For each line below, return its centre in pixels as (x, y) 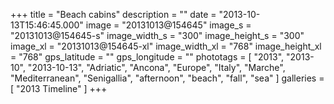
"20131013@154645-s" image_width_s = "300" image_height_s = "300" (157, 35)
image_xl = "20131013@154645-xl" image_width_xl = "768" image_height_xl (166, 46)
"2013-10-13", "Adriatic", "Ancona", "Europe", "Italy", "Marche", (156, 67)
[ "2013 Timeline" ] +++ (59, 88)
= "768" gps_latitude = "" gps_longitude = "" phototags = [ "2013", (147, 57)
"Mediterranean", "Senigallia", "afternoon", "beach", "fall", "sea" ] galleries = (167, 78)
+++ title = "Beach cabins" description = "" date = (113, 14)
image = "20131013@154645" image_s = (168, 25)
